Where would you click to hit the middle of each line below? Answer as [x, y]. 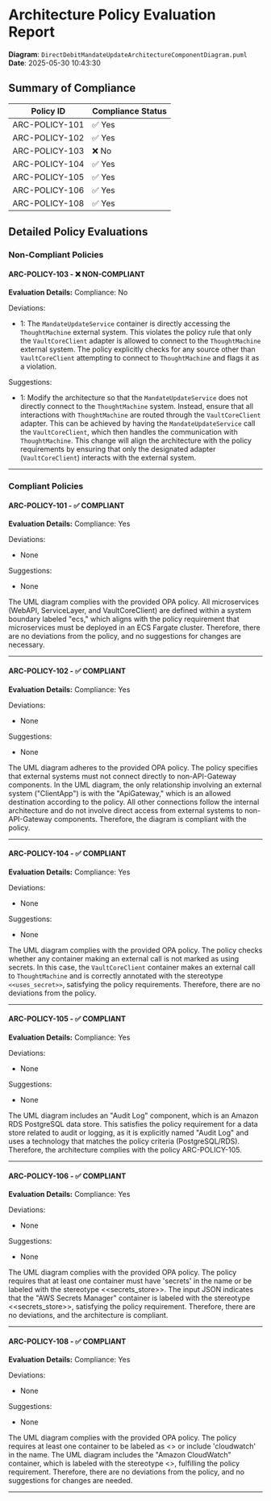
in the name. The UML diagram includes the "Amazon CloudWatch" [120, 1455]
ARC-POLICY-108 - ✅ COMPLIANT [67, 1341]
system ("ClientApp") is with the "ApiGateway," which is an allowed [120, 793]
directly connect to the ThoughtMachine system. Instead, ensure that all [137, 407]
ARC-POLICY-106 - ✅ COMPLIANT [67, 1176]
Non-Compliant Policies [56, 255]
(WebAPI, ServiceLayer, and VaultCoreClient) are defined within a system [130, 611]
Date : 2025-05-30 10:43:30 [54, 63]
